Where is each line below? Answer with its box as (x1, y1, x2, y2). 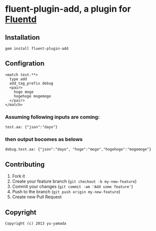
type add (9, 77, 27, 82)
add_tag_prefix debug (9, 81, 54, 86)
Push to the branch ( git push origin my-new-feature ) (12, 189, 120, 195)
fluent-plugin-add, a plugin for (5, 3, 131, 15)
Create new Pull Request (12, 194, 62, 200)
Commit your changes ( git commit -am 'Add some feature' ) (12, 184, 133, 189)
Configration (5, 60, 45, 68)
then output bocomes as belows (5, 136, 83, 143)
